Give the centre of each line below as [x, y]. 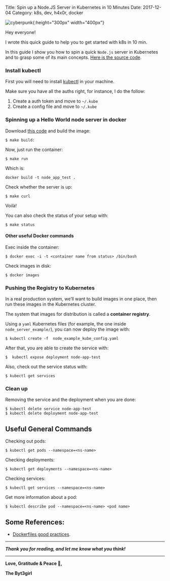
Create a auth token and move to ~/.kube [55, 101]
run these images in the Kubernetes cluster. [51, 304]
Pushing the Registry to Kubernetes [50, 287]
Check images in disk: [28, 266]
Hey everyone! [20, 32]
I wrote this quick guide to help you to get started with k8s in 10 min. [76, 42]
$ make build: [20, 140]
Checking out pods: [26, 441]
